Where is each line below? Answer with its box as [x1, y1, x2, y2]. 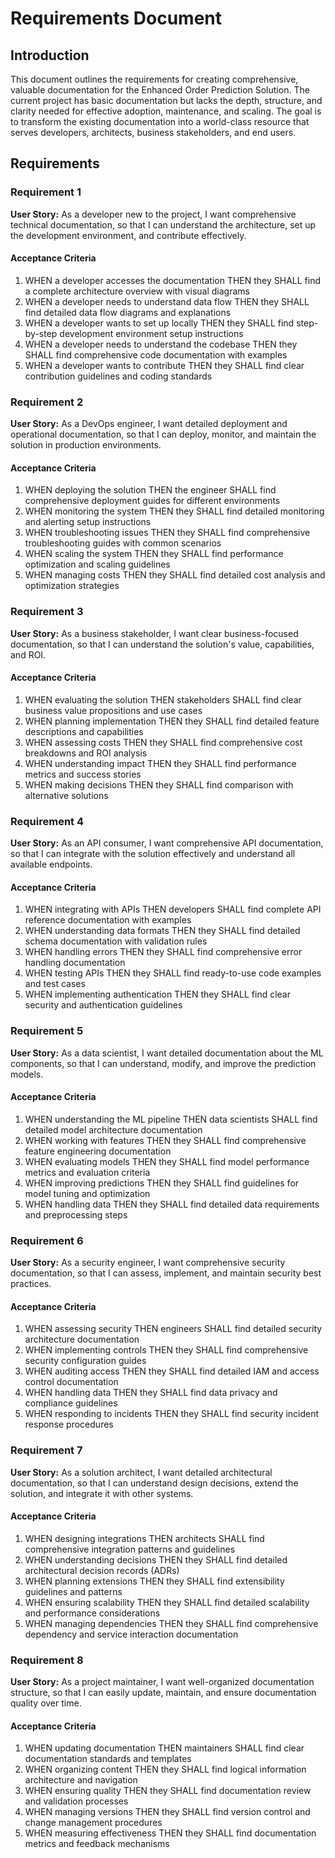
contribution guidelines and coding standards [24, 370, 213, 382]
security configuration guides [24, 1355, 147, 1367]
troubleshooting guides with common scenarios [24, 537, 222, 549]
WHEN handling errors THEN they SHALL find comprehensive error [24, 946, 303, 958]
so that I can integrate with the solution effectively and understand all [10, 848, 296, 860]
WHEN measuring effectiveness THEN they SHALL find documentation [24, 1827, 317, 1839]
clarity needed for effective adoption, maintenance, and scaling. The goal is [10, 105, 322, 117]
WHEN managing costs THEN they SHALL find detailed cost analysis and [24, 569, 326, 581]
